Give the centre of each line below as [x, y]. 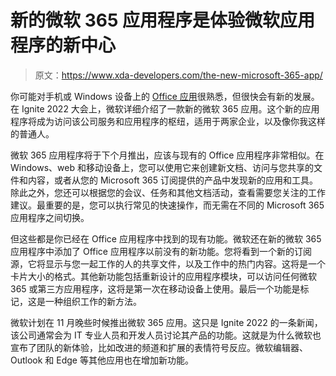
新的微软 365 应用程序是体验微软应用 [162, 20]
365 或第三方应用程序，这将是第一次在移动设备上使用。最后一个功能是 [155, 288]
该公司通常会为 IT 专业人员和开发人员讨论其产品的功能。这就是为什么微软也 [166, 335]
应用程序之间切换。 [50, 217]
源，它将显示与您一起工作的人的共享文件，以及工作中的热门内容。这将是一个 [168, 263]
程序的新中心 [63, 45]
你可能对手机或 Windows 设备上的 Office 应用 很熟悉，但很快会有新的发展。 [165, 96]
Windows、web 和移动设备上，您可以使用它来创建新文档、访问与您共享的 [162, 167]
